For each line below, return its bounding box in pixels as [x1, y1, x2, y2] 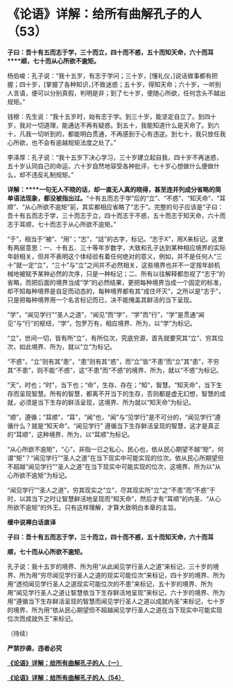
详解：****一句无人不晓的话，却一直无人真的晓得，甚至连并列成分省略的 [7, 185, 216, 193]
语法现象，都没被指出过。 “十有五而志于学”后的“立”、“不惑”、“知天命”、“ [12, 194, 220, 202]
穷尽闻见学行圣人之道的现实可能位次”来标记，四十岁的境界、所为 [40, 571, 225, 579]
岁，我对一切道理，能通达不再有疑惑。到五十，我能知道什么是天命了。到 [7, 121, 214, 129]
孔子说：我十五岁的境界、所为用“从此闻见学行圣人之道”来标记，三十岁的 [7, 562, 214, 571]
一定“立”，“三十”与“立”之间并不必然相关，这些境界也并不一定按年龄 [21, 261, 215, 269]
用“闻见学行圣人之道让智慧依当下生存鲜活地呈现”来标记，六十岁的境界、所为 [7, 588, 225, 596]
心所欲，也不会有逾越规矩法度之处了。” [7, 138, 116, 147]
